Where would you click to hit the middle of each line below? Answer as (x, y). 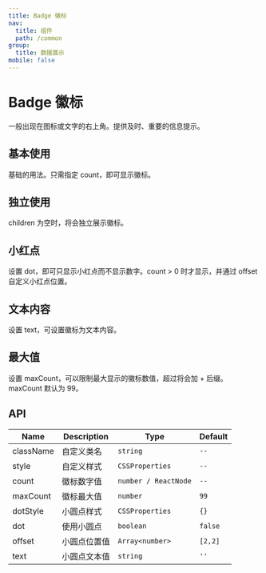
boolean (132, 526)
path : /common (39, 38)
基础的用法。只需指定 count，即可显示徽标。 (82, 174)
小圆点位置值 (86, 541)
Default (214, 436)
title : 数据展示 (40, 53)
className (33, 451)
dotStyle (28, 511)
